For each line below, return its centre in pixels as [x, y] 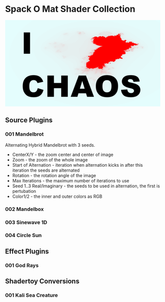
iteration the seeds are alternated [46, 170]
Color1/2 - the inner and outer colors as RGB [57, 196]
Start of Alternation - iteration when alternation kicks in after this [78, 165]
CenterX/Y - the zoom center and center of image [63, 154]
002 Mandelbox [25, 209]
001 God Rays [22, 265]
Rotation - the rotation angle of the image [54, 175]
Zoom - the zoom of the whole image [50, 160]
